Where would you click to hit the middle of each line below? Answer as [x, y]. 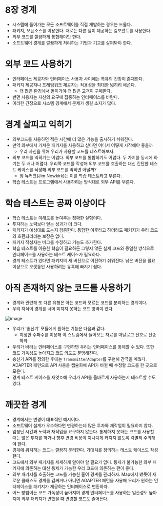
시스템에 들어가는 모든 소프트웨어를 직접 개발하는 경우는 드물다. [72, 24]
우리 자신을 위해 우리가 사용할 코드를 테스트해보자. [67, 151]
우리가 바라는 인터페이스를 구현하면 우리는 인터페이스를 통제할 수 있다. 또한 [83, 346]
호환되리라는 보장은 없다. [41, 236]
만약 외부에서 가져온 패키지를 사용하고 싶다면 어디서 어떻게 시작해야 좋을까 [82, 145]
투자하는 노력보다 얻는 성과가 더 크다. [47, 224]
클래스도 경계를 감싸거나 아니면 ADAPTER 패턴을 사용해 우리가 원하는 [87, 480]
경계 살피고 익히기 [39, 125]
